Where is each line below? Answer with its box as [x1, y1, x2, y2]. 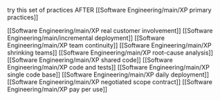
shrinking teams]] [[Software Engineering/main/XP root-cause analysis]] [7, 48, 213, 57]
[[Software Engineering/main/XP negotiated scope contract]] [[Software [7, 78, 213, 86]
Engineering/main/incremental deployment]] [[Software [7, 34, 165, 42]
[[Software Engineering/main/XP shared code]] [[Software [7, 56, 173, 64]
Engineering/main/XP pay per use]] [7, 86, 108, 93]
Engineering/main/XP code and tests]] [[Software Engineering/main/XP [7, 63, 210, 71]
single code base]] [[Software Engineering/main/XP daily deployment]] [7, 70, 210, 79]
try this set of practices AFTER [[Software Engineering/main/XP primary [7, 6, 212, 14]
